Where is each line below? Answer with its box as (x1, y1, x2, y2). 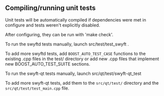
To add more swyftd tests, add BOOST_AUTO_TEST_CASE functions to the (5, 50, 146, 56)
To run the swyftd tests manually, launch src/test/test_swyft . (5, 41, 129, 47)
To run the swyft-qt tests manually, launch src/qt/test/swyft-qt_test (5, 71, 142, 76)
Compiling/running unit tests (5, 4, 96, 12)
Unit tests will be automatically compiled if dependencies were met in (5, 17, 147, 23)
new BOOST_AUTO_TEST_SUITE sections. (5, 61, 90, 67)
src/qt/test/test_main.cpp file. (5, 85, 70, 91)
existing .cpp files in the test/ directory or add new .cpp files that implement (5, 56, 159, 62)
